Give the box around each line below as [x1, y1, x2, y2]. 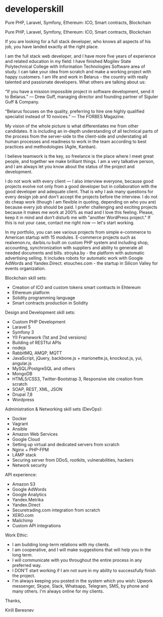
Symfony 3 [12, 329, 34, 335]
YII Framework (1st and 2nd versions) [12, 334, 87, 340]
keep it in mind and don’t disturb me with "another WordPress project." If [5, 214, 151, 220]
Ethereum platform [12, 289, 50, 295]
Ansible [12, 426, 28, 432]
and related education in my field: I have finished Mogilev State [5, 58, 131, 64]
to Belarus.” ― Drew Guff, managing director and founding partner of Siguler [5, 94, 158, 100]
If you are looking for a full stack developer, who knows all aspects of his [5, 38, 151, 44]
